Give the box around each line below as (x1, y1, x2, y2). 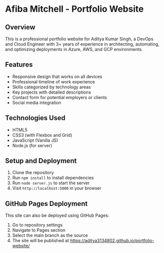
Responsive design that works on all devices (12, 74, 102, 79)
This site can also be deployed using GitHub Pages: (5, 212, 109, 219)
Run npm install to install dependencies (12, 175, 94, 181)
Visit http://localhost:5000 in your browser (12, 185, 102, 191)
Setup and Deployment (5, 157, 77, 165)
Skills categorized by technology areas (12, 84, 91, 90)
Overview (5, 23, 36, 31)
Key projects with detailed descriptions (12, 89, 91, 95)
